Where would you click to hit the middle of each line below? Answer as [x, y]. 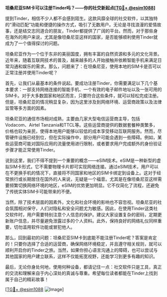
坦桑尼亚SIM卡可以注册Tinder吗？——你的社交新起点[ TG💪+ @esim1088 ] [80, 8]
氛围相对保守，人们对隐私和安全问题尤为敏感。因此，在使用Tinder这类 [81, 208]
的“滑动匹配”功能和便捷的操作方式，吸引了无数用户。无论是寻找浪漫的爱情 [81, 25]
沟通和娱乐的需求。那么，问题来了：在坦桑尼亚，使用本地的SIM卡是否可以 [85, 66]
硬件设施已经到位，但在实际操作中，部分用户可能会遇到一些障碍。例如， [83, 137]
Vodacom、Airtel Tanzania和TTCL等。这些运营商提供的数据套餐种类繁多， [82, 125]
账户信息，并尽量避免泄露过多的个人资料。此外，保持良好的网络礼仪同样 [83, 221]
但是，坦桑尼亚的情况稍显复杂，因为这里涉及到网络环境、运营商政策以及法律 [83, 102]
